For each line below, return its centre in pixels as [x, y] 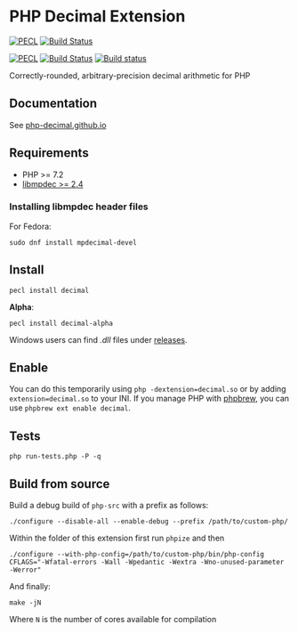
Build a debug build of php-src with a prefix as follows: [109, 506]
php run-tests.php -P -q [55, 457]
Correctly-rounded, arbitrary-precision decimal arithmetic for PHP [130, 75]
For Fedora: [30, 226]
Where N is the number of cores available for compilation [113, 620]
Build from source [60, 484]
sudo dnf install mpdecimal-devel [73, 242]
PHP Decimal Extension [97, 16]
